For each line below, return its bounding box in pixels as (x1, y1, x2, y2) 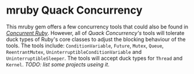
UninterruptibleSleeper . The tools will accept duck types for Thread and (6, 54, 183, 62)
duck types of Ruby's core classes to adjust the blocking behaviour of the (6, 36, 186, 43)
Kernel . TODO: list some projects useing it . (6, 60, 110, 68)
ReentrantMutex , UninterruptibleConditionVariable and (6, 48, 142, 55)
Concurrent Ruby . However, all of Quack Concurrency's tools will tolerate (6, 29, 185, 36)
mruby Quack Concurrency (6, 4, 143, 17)
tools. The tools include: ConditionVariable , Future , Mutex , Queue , (6, 42, 164, 49)
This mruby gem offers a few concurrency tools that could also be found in (6, 23, 189, 30)
